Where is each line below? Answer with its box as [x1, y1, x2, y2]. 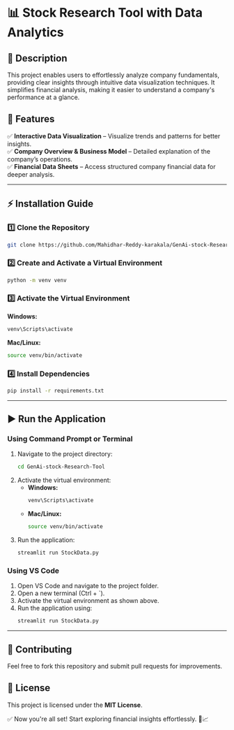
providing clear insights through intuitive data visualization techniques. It [7, 78, 215, 87]
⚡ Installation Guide [7, 198, 94, 210]
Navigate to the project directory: [17, 450, 113, 458]
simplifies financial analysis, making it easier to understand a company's [7, 86, 215, 94]
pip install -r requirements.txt [7, 387, 104, 394]
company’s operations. [7, 154, 73, 163]
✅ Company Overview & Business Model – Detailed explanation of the [7, 147, 211, 155]
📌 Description [7, 52, 68, 64]
